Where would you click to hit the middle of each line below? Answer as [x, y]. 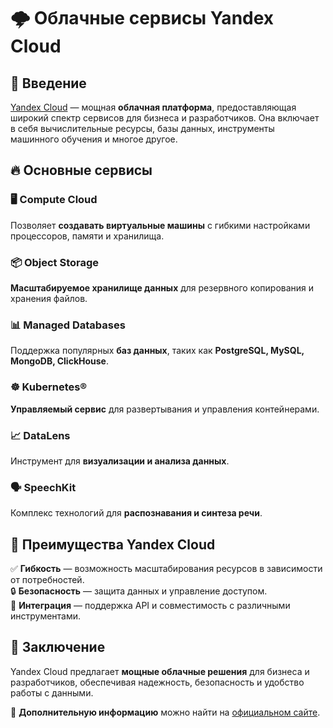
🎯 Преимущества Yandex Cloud [113, 544]
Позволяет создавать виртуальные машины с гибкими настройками [160, 225]
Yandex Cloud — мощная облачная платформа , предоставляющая [153, 107]
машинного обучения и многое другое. [94, 139]
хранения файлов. [49, 298]
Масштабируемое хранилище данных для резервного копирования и [162, 287]
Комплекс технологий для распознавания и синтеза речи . [136, 513]
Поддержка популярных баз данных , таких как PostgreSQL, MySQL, [157, 351]
